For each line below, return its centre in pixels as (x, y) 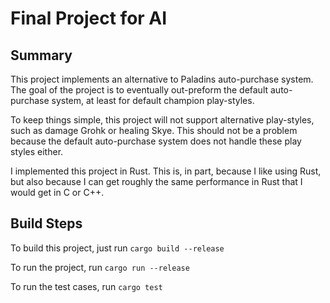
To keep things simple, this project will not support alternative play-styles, (162, 120)
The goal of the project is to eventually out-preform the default (139, 90)
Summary (41, 55)
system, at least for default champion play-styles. (153, 100)
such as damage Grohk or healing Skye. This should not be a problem (154, 130)
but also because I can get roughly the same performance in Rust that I (156, 181)
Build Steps (46, 223)
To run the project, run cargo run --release (100, 267)
